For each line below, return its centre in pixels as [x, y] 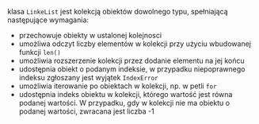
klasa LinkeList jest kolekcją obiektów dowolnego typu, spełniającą [118, 12]
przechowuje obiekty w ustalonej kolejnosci [90, 35]
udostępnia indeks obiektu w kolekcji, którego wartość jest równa [126, 94]
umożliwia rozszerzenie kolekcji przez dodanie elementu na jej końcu [131, 60]
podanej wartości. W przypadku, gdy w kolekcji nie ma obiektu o [124, 103]
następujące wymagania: [48, 20]
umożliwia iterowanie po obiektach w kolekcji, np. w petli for [118, 86]
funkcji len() [40, 52]
